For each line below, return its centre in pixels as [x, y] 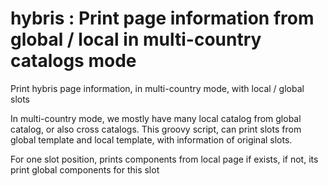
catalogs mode [73, 61]
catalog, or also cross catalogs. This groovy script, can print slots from [156, 129]
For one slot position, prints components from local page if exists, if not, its [164, 159]
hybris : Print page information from [162, 18]
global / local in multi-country [136, 39]
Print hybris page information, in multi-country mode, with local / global [157, 88]
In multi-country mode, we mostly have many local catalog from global [156, 118]
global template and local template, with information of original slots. [151, 139]
